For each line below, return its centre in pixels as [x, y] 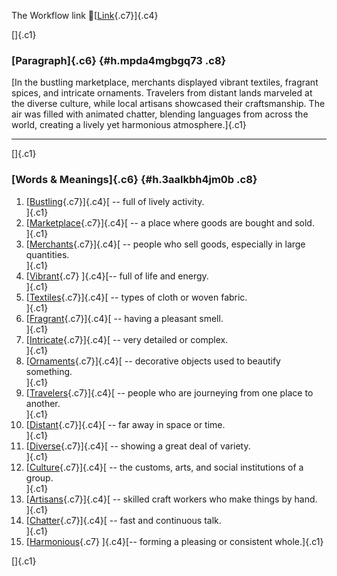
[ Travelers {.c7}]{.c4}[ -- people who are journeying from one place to [169, 392]
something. [49, 371]
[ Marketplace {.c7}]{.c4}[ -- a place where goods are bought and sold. [170, 222]
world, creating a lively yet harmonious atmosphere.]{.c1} [129, 125]
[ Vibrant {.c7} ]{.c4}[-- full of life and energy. [117, 276]
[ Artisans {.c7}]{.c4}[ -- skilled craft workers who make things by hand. [171, 499]
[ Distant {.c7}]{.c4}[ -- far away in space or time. [125, 424]
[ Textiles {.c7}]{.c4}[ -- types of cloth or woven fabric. [136, 297]
